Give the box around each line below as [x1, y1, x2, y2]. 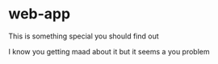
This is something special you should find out [8, 31, 159, 41]
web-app [8, 5, 71, 23]
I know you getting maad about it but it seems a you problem [8, 46, 210, 56]
